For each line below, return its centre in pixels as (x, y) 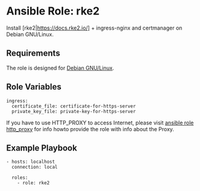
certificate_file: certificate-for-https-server (74, 106)
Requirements (33, 53)
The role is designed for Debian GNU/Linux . (60, 68)
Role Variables (34, 87)
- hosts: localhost (31, 162)
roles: (20, 178)
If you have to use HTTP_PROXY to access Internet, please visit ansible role (100, 123)
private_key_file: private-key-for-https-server (74, 111)
